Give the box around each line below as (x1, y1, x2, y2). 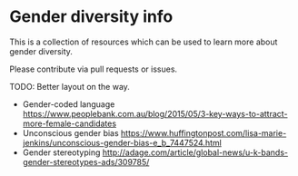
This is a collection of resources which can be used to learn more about (9, 36, 278, 47)
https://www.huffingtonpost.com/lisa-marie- (121, 127, 287, 138)
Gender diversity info (9, 6, 174, 27)
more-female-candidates (22, 118, 116, 129)
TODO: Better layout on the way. (9, 81, 130, 92)
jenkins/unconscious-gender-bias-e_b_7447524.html (22, 137, 223, 148)
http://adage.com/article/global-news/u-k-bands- (102, 147, 289, 158)
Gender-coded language (22, 98, 115, 110)
